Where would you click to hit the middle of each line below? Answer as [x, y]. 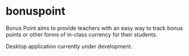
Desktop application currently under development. [69, 46]
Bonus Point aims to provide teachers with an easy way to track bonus [94, 28]
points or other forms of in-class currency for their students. [82, 34]
